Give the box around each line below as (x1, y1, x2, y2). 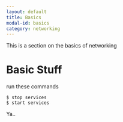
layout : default (6, 8, 47, 15)
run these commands (6, 83, 59, 90)
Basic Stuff (6, 63, 62, 77)
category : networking (6, 25, 61, 32)
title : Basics (6, 14, 42, 20)
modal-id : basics (6, 20, 50, 26)
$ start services (6, 100, 50, 106)
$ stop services (6, 94, 47, 101)
